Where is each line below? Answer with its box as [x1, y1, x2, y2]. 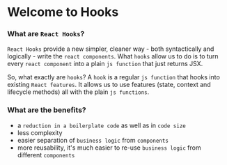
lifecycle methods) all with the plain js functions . [7, 88, 150, 96]
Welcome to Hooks [7, 4, 119, 20]
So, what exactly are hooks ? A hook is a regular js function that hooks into [7, 73, 221, 81]
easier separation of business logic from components [17, 136, 169, 144]
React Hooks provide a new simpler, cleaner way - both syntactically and [7, 45, 214, 53]
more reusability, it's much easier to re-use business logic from [17, 143, 201, 152]
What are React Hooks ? [7, 29, 85, 39]
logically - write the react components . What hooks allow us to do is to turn [7, 52, 219, 61]
